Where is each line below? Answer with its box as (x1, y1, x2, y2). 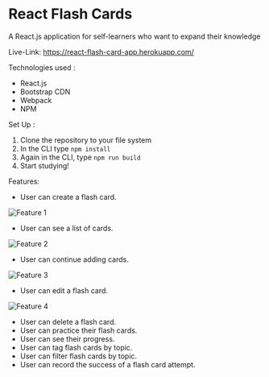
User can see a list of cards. (19, 223, 114, 233)
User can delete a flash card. (19, 317, 117, 326)
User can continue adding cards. (19, 255, 129, 264)
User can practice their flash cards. (19, 325, 138, 335)
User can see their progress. (19, 333, 115, 343)
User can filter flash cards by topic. (19, 351, 138, 361)
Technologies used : (8, 62, 76, 72)
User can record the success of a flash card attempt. (19, 359, 196, 369)
